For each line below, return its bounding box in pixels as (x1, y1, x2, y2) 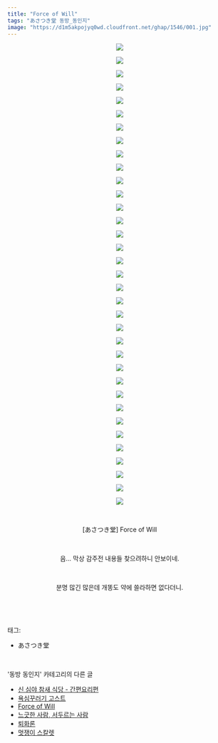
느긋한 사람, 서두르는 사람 (17, 710, 89, 719)
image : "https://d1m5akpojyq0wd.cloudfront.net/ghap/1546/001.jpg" (7, 24, 212, 31)
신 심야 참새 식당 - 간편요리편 (17, 685, 99, 694)
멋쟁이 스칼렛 (17, 728, 55, 737)
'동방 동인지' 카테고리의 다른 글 (7, 670, 93, 679)
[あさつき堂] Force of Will (82, 525, 157, 534)
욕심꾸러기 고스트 (17, 694, 66, 702)
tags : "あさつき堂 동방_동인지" (7, 17, 90, 24)
